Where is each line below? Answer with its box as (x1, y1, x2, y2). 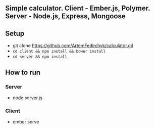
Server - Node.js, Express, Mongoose (5, 12, 126, 21)
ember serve (12, 119, 39, 125)
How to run (5, 68, 41, 76)
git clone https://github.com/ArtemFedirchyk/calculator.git (12, 42, 134, 49)
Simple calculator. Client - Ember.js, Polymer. (5, 4, 150, 13)
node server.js (12, 95, 43, 101)
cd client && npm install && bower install (12, 49, 106, 54)
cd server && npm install (12, 54, 67, 60)
